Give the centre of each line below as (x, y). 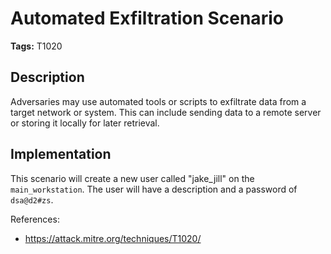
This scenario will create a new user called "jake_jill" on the (132, 178)
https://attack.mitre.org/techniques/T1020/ (113, 238)
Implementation (61, 154)
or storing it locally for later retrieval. (85, 123)
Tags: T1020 (36, 46)
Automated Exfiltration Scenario (147, 18)
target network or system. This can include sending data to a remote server (166, 112)
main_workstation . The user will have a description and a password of (154, 189)
